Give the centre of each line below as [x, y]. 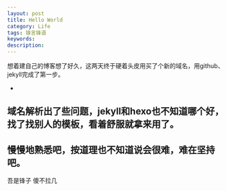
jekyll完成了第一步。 [35, 74]
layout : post [26, 13]
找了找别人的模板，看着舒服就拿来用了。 [93, 124]
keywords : [21, 39]
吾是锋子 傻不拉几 [32, 181]
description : [26, 45]
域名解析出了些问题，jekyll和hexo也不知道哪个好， [116, 112]
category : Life [29, 26]
